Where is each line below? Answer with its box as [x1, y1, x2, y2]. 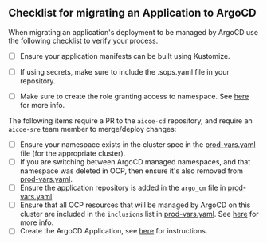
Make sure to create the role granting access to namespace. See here [19, 91, 249, 101]
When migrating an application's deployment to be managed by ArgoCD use [8, 27, 259, 37]
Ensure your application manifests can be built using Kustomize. [19, 51, 230, 60]
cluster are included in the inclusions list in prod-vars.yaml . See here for [19, 210, 259, 219]
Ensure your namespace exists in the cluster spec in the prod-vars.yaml [19, 140, 257, 149]
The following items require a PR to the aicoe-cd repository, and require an [8, 116, 253, 125]
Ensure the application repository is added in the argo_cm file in [19, 183, 226, 193]
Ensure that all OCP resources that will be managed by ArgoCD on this [19, 200, 251, 210]
